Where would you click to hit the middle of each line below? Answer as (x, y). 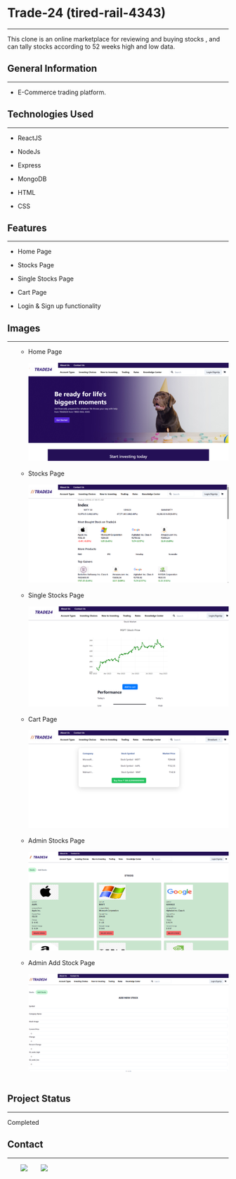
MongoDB (32, 179)
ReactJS (29, 138)
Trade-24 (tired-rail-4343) (87, 13)
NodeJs (29, 151)
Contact (25, 1145)
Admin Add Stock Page (61, 962)
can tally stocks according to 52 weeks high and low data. (91, 46)
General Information (52, 69)
